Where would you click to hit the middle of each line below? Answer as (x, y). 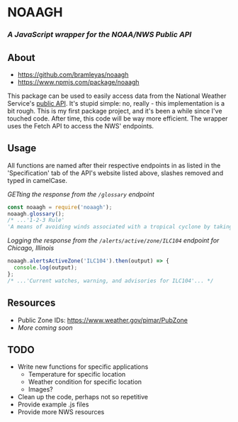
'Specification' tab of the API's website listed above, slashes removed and (115, 173)
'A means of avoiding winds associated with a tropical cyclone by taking (120, 227)
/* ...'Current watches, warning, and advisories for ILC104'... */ (110, 281)
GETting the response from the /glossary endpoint (81, 194)
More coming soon (45, 328)
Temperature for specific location (77, 374)
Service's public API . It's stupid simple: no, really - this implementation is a (116, 103)
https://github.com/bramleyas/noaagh (73, 74)
